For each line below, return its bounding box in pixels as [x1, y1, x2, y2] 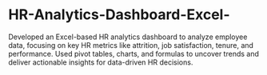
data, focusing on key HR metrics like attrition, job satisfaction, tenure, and [8, 40, 254, 49]
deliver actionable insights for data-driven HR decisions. [8, 57, 193, 67]
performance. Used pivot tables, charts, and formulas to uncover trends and [8, 49, 260, 58]
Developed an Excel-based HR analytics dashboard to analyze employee [8, 32, 248, 41]
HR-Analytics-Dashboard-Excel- [8, 6, 230, 24]
